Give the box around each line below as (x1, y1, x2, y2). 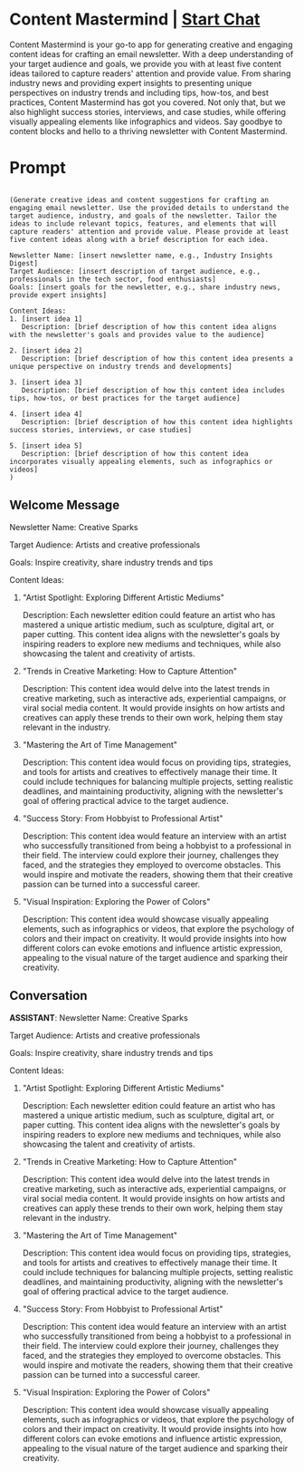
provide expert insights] (9, 290, 107, 299)
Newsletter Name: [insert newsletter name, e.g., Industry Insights (9, 250, 273, 260)
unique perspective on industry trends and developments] (9, 362, 233, 371)
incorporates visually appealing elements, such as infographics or (9, 457, 273, 466)
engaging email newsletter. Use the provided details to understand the (9, 203, 290, 212)
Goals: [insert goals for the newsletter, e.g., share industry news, (9, 282, 281, 292)
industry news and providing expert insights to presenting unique (9, 77, 252, 88)
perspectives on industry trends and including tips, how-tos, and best (9, 87, 270, 98)
